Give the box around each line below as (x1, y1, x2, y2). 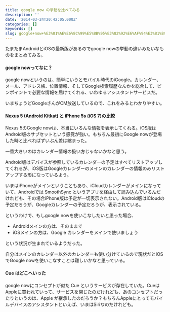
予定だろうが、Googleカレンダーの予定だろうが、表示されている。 (5, 201, 144, 208)
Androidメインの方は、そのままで (12, 223, 82, 229)
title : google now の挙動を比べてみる (5, 7, 80, 13)
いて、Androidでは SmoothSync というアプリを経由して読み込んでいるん (5, 189, 157, 195)
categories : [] (5, 21, 37, 27)
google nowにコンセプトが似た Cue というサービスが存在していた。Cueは (5, 282, 160, 288)
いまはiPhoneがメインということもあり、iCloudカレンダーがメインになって (5, 183, 161, 189)
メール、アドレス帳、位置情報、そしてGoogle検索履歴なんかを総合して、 (5, 83, 157, 89)
